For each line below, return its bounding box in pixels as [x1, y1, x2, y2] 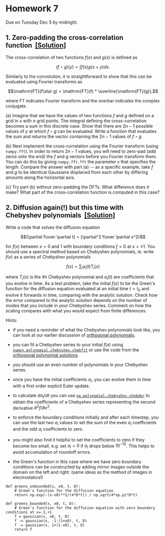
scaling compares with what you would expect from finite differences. [5, 307, 147, 313]
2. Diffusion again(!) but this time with [5, 203, 124, 212]
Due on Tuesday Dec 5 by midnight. [5, 19, 78, 25]
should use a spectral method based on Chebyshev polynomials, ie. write [5, 248, 154, 254]
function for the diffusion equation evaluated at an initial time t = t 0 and [5, 286, 149, 293]
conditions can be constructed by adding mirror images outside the [12, 464, 149, 470]
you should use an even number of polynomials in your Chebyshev [12, 362, 148, 368]
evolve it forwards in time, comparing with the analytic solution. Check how [5, 292, 158, 298]
